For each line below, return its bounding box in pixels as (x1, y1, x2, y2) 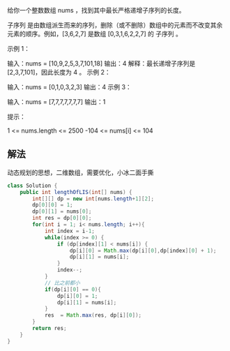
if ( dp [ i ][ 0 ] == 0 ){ (44, 285, 101, 293)
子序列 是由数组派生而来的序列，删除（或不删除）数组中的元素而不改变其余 (7, 21, 223, 29)
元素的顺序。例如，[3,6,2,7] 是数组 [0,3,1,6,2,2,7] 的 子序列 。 (7, 30, 183, 38)
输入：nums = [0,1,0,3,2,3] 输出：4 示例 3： (7, 83, 132, 91)
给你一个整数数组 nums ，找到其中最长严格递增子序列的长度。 (7, 6, 186, 14)
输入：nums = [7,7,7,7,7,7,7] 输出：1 (7, 98, 106, 106)
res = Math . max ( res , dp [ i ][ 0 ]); (44, 312, 141, 319)
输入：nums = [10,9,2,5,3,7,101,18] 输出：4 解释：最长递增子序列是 (7, 59, 196, 68)
